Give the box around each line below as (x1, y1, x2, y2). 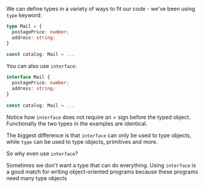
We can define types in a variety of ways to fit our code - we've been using (6, 5, 195, 12)
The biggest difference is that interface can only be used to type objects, (6, 132, 192, 139)
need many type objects (6, 174, 67, 181)
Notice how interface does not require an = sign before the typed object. (6, 113, 191, 121)
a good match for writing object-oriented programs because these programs (6, 168, 199, 175)
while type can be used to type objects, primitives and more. (6, 138, 158, 145)
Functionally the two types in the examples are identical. (6, 119, 147, 127)
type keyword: (6, 12, 42, 19)
